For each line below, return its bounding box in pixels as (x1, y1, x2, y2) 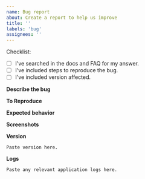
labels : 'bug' (6, 25, 42, 32)
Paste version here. (6, 144, 59, 150)
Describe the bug (6, 86, 51, 93)
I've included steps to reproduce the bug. (14, 67, 118, 74)
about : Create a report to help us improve (6, 15, 118, 21)
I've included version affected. (14, 73, 91, 81)
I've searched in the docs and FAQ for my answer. (14, 60, 139, 67)
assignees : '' (6, 32, 42, 38)
